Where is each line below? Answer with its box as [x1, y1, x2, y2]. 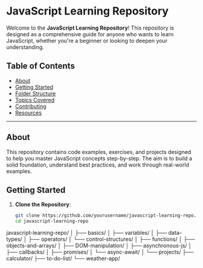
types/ [6, 235, 22, 243]
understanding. [6, 43, 44, 51]
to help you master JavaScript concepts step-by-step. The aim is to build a [6, 155, 192, 162]
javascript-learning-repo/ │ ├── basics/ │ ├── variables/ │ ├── [6, 229, 167, 237]
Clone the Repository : [14, 201, 71, 208]
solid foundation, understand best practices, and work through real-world [6, 161, 189, 168]
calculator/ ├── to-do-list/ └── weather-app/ [6, 255, 120, 262]
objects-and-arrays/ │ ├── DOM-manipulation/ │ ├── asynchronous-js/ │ [6, 242, 192, 249]
